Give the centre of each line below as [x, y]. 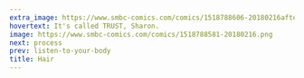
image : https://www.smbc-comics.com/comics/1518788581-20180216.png [141, 34]
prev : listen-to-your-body [60, 51]
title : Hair [32, 59]
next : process [36, 43]
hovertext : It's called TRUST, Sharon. [85, 26]
